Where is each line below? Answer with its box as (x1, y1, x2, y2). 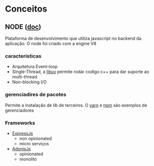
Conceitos (5, 3, 47, 15)
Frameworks (5, 120, 35, 126)
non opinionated (19, 136, 52, 141)
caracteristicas (5, 52, 42, 59)
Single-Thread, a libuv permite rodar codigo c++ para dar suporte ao (12, 69, 149, 75)
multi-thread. (12, 74, 39, 80)
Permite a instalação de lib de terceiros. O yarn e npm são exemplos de (5, 102, 148, 108)
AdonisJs (12, 146, 31, 151)
